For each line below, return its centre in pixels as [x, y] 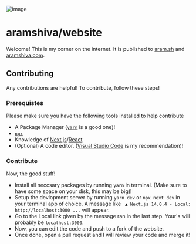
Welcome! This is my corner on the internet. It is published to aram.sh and [95, 49]
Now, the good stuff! [31, 174]
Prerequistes [25, 103]
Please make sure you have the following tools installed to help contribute [95, 116]
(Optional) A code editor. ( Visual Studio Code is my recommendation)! [99, 146]
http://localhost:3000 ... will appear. [62, 210]
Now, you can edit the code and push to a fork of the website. [89, 229]
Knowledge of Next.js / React [48, 140]
